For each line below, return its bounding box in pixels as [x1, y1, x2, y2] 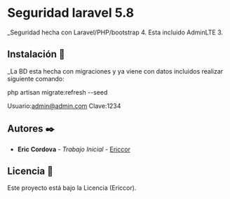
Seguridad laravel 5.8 [7, 5, 135, 21]
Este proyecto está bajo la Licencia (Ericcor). [7, 184, 137, 192]
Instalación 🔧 [7, 48, 65, 60]
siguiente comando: [7, 74, 65, 83]
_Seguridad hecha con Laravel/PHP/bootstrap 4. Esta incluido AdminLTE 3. [7, 28, 223, 36]
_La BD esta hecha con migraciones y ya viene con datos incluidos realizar [7, 67, 224, 75]
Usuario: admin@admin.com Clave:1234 [7, 102, 121, 110]
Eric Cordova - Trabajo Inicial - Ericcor [17, 145, 131, 153]
